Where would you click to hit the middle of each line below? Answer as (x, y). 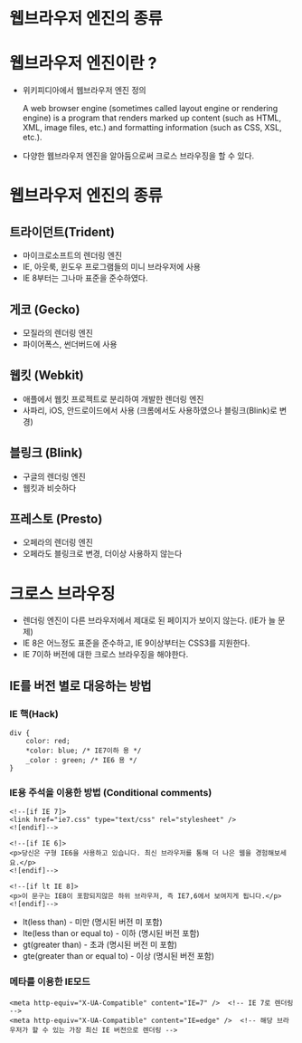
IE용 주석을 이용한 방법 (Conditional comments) (111, 792)
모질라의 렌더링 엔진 (57, 332)
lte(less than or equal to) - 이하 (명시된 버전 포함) (111, 933)
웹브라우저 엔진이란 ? (83, 63)
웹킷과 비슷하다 (49, 488)
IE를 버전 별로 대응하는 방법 (80, 686)
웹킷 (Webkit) (47, 375)
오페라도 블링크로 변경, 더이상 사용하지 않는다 (102, 554)
